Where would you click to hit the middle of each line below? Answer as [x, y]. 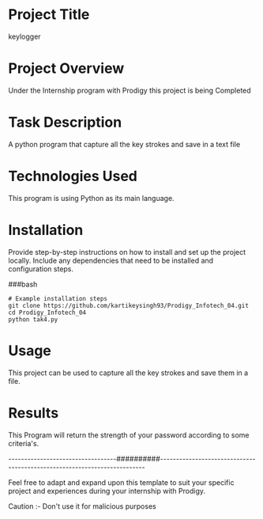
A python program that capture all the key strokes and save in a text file [124, 144]
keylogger [24, 36]
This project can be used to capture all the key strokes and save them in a [128, 373]
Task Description [65, 122]
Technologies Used [73, 176]
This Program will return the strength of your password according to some [129, 435]
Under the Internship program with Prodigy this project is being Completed [130, 90]
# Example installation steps [58, 298]
